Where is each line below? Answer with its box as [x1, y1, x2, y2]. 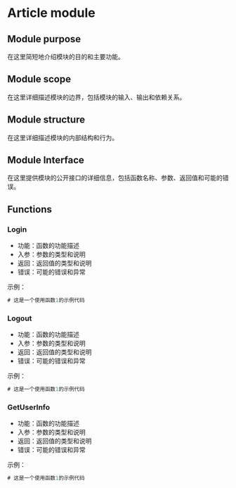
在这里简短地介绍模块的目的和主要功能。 [7, 53, 124, 61]
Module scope [7, 73, 72, 85]
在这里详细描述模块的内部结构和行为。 [7, 133, 118, 142]
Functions [7, 203, 53, 215]
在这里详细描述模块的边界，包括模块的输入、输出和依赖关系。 [7, 93, 186, 101]
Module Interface [7, 154, 84, 166]
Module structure [7, 114, 86, 126]
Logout [7, 313, 32, 323]
